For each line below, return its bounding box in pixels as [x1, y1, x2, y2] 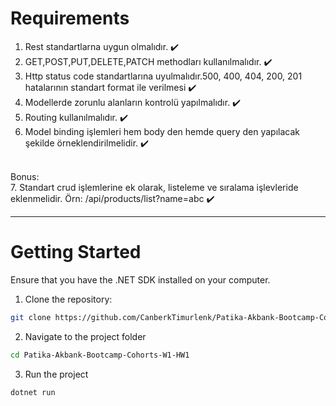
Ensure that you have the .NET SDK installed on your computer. [10, 273, 271, 286]
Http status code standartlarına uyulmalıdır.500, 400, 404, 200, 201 [24, 70, 303, 82]
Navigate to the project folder [24, 330, 147, 342]
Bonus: [10, 170, 40, 182]
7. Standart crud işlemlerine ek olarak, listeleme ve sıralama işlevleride [10, 181, 299, 193]
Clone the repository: [24, 293, 113, 305]
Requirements [10, 7, 130, 30]
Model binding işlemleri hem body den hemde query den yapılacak [24, 125, 300, 137]
